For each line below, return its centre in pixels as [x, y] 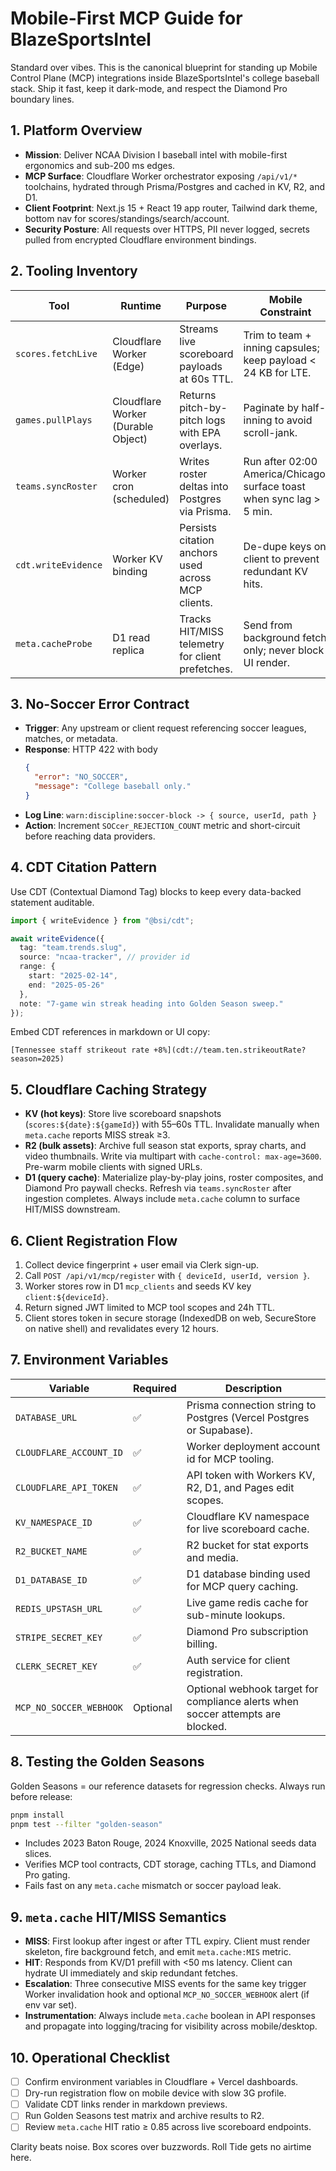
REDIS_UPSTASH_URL [59, 1608]
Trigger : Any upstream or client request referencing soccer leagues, [165, 728]
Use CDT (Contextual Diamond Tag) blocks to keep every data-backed [156, 891]
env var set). [50, 2005]
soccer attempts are [234, 1714]
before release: [41, 1796]
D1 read [131, 637]
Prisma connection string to [251, 1405]
